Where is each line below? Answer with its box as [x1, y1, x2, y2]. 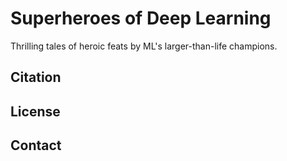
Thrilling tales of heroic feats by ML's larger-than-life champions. [10, 40, 278, 52]
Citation [10, 69, 62, 86]
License [10, 103, 61, 120]
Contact [10, 137, 62, 154]
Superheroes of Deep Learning [10, 7, 272, 30]
